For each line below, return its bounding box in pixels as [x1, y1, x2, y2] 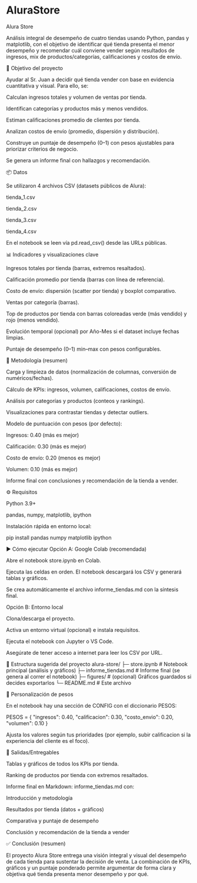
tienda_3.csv [6, 216, 37, 224]
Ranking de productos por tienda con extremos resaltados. [6, 771, 149, 778]
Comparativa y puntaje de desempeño [6, 817, 99, 824]
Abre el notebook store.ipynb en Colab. [6, 557, 101, 564]
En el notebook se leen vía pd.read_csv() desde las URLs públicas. [6, 239, 168, 246]
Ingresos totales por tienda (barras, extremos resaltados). [6, 264, 146, 271]
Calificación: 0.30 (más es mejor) [6, 442, 86, 450]
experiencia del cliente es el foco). [6, 737, 89, 744]
